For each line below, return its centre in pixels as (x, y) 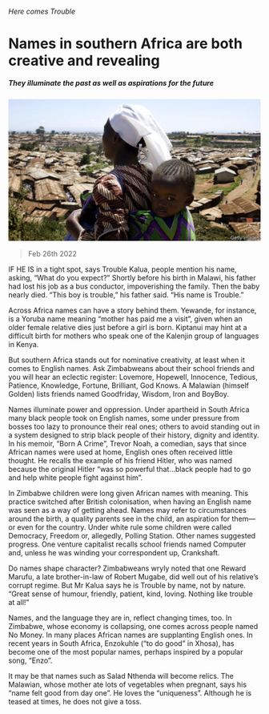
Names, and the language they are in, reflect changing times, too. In (120, 618)
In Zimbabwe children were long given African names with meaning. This (128, 494)
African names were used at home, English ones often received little (121, 452)
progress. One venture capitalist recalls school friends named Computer (127, 544)
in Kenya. (24, 345)
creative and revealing (84, 61)
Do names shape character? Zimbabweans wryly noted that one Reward (127, 568)
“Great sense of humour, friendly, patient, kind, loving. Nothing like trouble (131, 594)
